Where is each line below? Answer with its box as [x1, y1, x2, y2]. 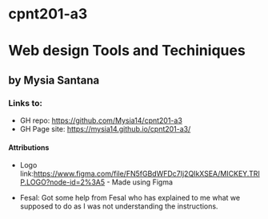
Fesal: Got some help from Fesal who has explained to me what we [19, 193, 241, 203]
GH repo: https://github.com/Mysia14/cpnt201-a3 [19, 116, 182, 125]
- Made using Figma [106, 177, 174, 187]
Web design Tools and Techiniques [8, 42, 246, 60]
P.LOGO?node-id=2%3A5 [19, 177, 106, 187]
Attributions [8, 142, 50, 152]
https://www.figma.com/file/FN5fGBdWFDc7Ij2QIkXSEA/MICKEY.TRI [33, 169, 260, 179]
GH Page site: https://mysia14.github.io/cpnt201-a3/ [19, 124, 191, 134]
